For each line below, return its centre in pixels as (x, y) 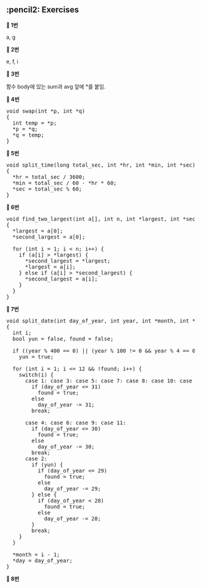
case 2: (36, 459)
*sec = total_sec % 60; (47, 189)
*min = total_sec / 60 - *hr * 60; (65, 183)
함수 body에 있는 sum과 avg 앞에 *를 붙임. (56, 86)
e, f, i (12, 61)
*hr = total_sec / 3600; (49, 177)
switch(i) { (36, 375)
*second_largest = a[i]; (61, 279)
